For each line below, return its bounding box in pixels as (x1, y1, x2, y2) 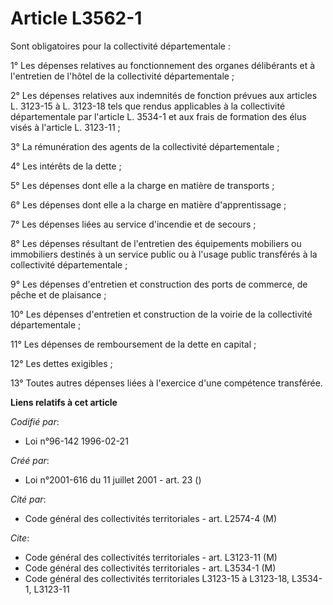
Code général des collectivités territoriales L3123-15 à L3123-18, (24, 572, 290, 584)
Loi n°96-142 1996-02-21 (24, 435, 129, 447)
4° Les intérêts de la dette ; (10, 160, 122, 172)
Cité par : (10, 493, 47, 505)
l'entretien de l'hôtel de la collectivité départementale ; (10, 70, 235, 82)
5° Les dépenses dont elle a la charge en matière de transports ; (10, 179, 275, 191)
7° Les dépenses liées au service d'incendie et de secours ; (10, 218, 257, 230)
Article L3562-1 (10, 7, 143, 30)
